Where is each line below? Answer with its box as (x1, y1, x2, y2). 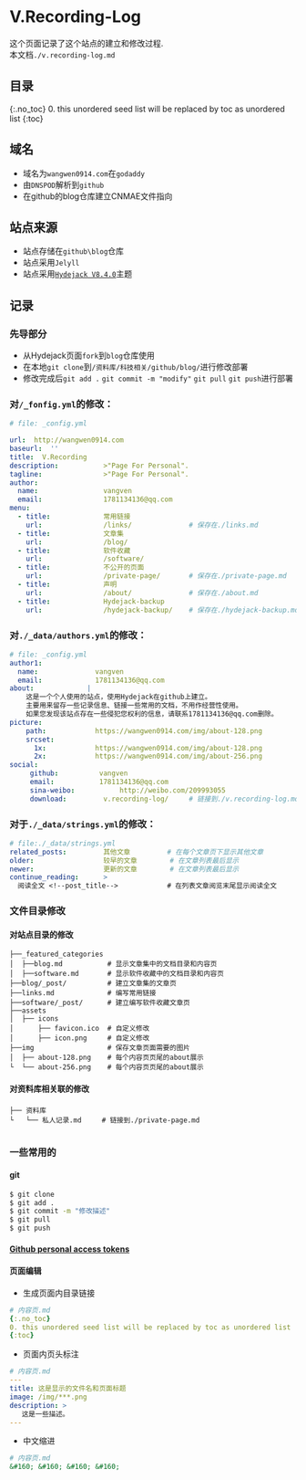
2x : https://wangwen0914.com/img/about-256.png (33, 751, 262, 761)
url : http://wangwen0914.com (9, 436, 125, 445)
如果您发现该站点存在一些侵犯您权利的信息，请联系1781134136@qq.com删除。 (25, 709, 279, 719)
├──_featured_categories (9, 950, 104, 960)
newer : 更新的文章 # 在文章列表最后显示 (9, 865, 240, 874)
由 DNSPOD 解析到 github (22, 179, 105, 190)
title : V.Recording (9, 452, 88, 462)
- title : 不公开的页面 (17, 563, 145, 572)
